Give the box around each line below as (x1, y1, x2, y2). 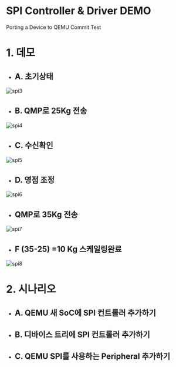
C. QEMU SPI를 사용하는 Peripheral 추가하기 (14, 352, 170, 362)
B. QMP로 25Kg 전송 (14, 106, 87, 116)
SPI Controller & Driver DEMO (6, 4, 151, 18)
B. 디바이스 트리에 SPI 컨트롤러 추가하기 (14, 329, 150, 339)
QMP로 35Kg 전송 (14, 209, 78, 219)
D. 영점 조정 (14, 175, 55, 185)
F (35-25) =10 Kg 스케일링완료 (14, 244, 122, 254)
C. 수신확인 (14, 140, 53, 151)
